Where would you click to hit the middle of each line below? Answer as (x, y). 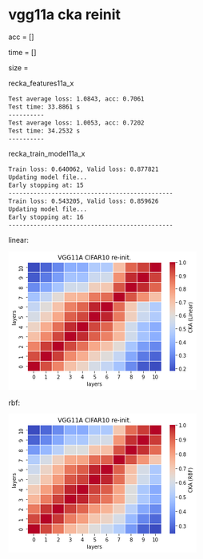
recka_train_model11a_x (47, 153)
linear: (19, 240)
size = (18, 67)
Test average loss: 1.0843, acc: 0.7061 (77, 99)
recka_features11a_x (41, 83)
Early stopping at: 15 (46, 185)
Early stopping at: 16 (46, 217)
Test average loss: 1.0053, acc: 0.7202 (77, 123)
